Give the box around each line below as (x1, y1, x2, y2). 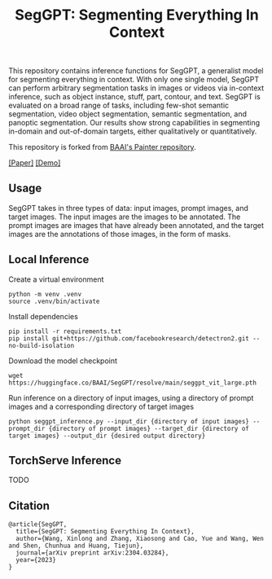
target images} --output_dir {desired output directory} (8, 432, 206, 440)
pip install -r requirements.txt (8, 327, 122, 336)
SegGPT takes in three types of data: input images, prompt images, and (8, 203, 248, 213)
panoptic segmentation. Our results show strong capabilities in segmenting (8, 117, 261, 127)
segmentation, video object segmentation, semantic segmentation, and (8, 108, 247, 119)
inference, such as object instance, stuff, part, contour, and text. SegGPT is (8, 91, 261, 101)
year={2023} (15, 556, 57, 564)
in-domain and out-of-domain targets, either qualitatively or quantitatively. (8, 126, 257, 136)
